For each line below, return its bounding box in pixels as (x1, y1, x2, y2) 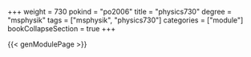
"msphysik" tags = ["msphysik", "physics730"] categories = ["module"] (7, 15, 244, 25)
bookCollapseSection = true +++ (7, 24, 116, 33)
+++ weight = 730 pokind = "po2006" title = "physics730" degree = (7, 7, 232, 16)
